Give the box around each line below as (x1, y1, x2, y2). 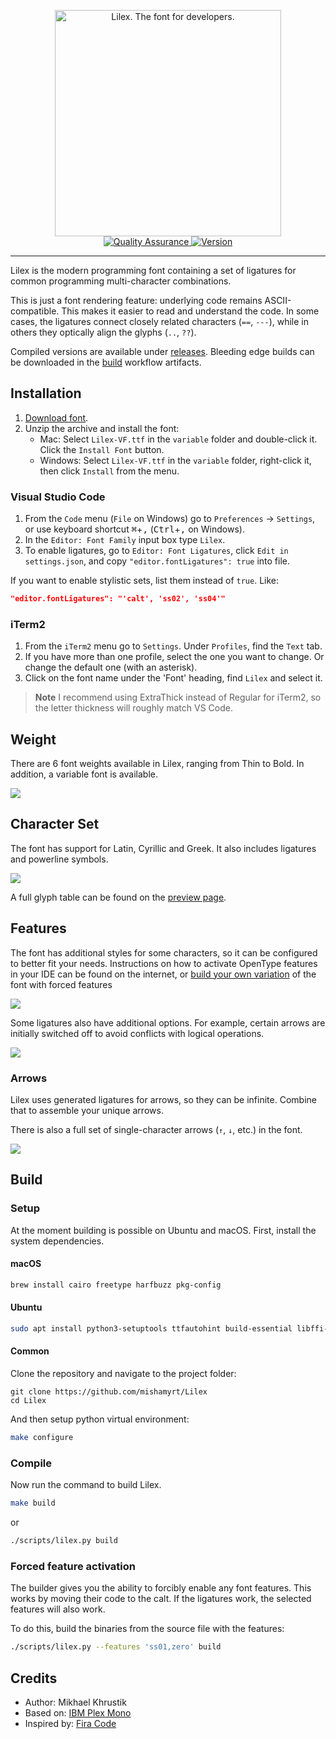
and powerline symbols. (10, 853, 109, 865)
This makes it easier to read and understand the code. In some (61, 305, 320, 317)
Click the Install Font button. (39, 443, 165, 455)
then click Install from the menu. (39, 465, 180, 477)
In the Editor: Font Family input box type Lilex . (24, 534, 226, 546)
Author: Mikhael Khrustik (24, 1696, 127, 1708)
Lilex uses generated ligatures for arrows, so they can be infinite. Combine (10, 1094, 317, 1106)
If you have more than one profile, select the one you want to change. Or (24, 651, 325, 663)
